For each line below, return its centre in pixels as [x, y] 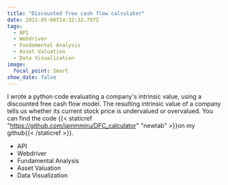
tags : [15, 26]
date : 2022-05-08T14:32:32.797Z [53, 20]
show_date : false [32, 77]
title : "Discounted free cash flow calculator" [76, 13]
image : [16, 64]
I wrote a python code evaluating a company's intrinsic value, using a [104, 97]
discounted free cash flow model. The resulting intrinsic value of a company [114, 104]
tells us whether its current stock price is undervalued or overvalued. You [110, 111]
